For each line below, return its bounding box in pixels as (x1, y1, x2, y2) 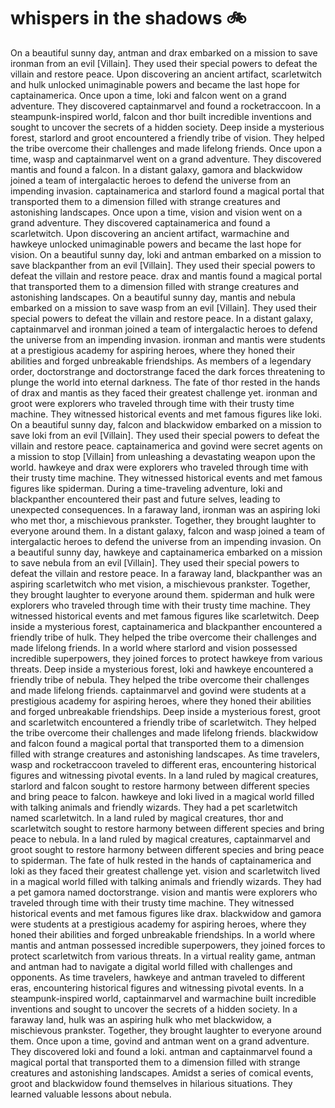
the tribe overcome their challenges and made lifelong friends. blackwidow (10, 726, 319, 739)
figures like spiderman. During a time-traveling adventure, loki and (10, 482, 283, 494)
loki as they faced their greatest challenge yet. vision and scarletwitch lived (10, 865, 321, 877)
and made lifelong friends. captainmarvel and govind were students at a (10, 684, 307, 696)
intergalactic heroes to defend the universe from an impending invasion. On (10, 535, 322, 547)
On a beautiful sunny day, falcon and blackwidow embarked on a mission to (10, 418, 322, 430)
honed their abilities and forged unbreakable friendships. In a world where (10, 928, 316, 940)
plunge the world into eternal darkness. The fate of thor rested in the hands (10, 376, 321, 388)
